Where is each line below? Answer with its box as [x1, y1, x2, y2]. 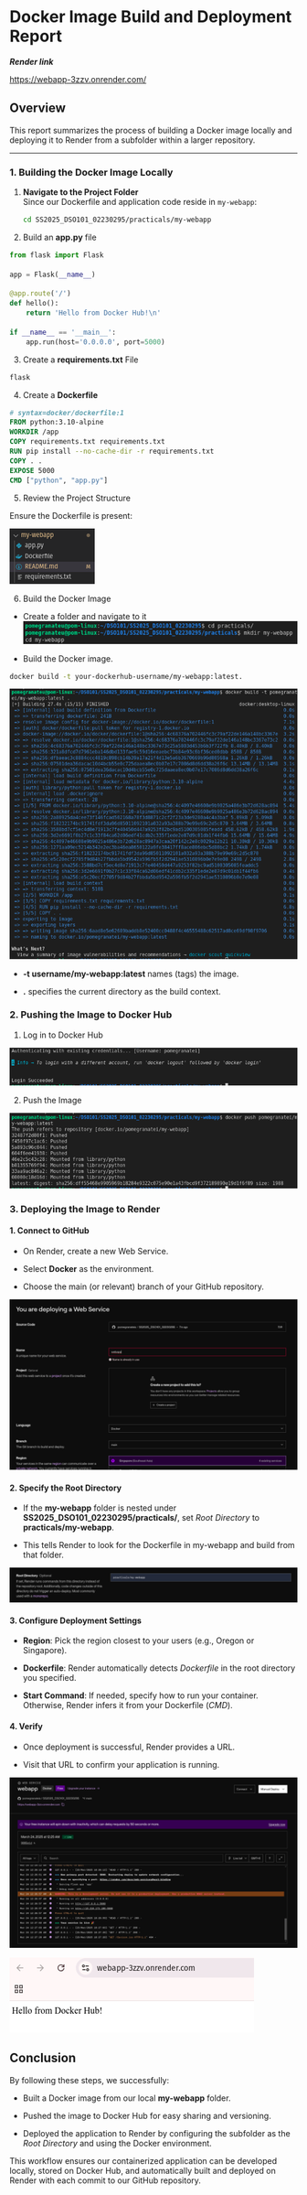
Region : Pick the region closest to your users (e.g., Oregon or [22, 1635, 255, 1646]
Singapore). [22, 1645, 68, 1656]
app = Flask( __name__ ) [9, 270, 96, 279]
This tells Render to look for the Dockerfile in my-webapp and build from [22, 1540, 295, 1551]
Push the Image [22, 1095, 82, 1106]
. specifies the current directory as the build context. [22, 985, 221, 996]
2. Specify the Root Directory [9, 1482, 122, 1493]
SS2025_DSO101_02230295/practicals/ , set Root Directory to [22, 1512, 260, 1523]
